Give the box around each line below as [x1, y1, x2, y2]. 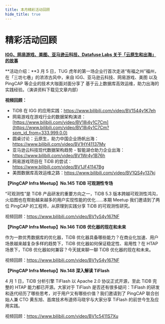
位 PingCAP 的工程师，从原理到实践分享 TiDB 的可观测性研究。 [5, 203, 133, 209]
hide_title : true [5, 12, 41, 17]
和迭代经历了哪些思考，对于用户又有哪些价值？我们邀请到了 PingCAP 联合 [5, 291, 155, 296]
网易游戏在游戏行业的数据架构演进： [12, 114, 86, 120]
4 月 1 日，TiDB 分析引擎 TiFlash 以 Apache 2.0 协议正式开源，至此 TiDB [5, 278, 152, 284]
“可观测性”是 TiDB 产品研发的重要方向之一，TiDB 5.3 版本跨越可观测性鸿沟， [5, 191, 161, 197]
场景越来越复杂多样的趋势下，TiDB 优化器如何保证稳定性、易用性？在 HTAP [5, 241, 159, 247]
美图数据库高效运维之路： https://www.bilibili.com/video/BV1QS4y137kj [12, 170, 156, 176]
